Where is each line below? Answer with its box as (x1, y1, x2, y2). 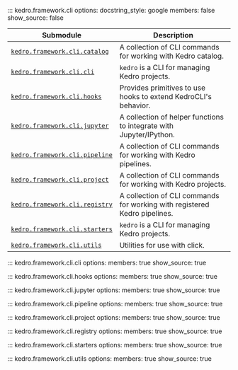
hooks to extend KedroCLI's (119, 92, 212, 101)
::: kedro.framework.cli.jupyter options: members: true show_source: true (7, 286, 220, 294)
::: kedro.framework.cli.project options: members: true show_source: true (7, 313, 221, 321)
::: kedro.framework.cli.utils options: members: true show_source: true (7, 354, 212, 363)
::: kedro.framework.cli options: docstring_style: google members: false (7, 6, 215, 14)
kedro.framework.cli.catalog (11, 47, 109, 55)
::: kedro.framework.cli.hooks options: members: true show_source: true (7, 272, 218, 280)
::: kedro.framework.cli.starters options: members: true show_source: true (7, 341, 222, 349)
